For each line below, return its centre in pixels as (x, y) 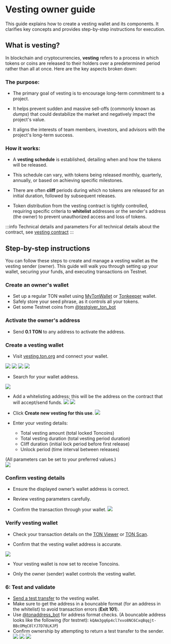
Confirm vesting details (35, 478)
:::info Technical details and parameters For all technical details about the (82, 227)
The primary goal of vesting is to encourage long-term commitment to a (89, 93)
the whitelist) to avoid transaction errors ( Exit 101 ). (66, 609)
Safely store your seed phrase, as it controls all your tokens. (76, 301)
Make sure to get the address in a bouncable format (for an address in (87, 603)
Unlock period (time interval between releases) (70, 450)
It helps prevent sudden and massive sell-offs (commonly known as (84, 109)
